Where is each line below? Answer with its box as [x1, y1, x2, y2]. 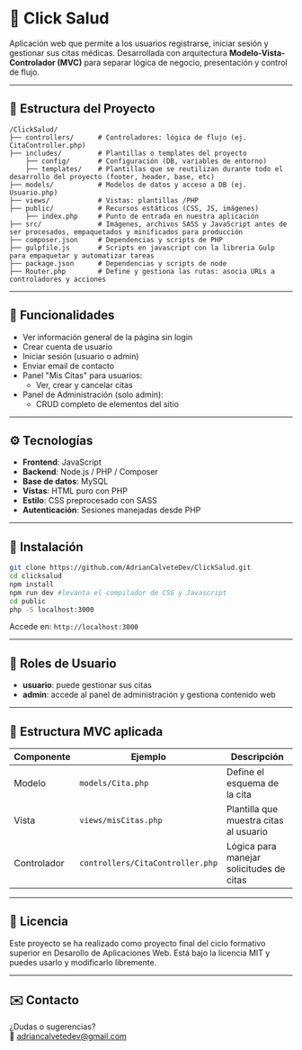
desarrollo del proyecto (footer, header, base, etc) [9, 172, 216, 181]
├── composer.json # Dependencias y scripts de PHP [9, 235, 223, 244]
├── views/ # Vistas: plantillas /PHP [9, 195, 200, 205]
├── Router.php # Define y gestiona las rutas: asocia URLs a [9, 267, 276, 276]
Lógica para [226, 840, 277, 853]
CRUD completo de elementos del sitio [35, 398, 180, 409]
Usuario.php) [9, 188, 58, 197]
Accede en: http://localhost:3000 [9, 621, 139, 632]
